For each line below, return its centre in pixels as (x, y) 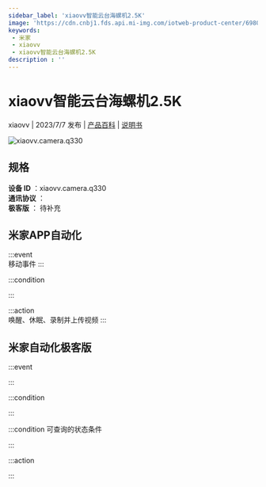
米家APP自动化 (45, 236)
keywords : (25, 30)
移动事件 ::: (27, 264)
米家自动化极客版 (50, 347)
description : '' (37, 60)
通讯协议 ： (27, 198)
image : (19, 23)
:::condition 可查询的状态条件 (55, 429)
